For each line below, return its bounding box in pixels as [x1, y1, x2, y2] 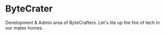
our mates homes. [5, 24, 43, 30]
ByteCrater [5, 3, 53, 14]
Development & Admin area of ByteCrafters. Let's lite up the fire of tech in [5, 19, 160, 25]
